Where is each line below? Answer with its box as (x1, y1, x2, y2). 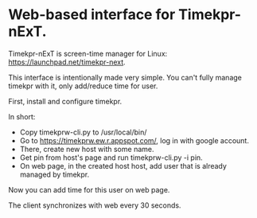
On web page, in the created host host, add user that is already (19, 161, 227, 170)
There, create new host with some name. (19, 144, 154, 154)
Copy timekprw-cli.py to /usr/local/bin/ (19, 127, 147, 137)
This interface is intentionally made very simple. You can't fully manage (8, 72, 243, 82)
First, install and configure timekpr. (8, 96, 123, 106)
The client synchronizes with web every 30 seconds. (8, 200, 181, 210)
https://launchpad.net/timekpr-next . (8, 57, 126, 67)
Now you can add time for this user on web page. (8, 185, 170, 194)
